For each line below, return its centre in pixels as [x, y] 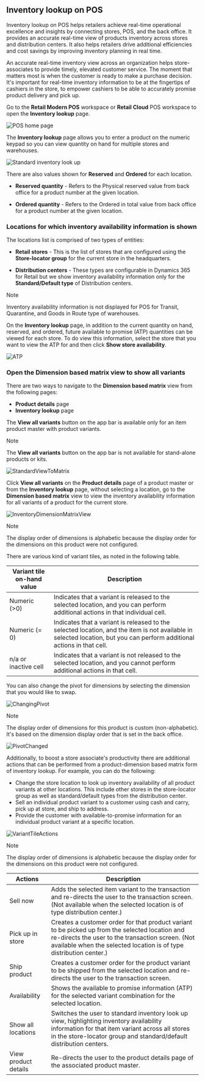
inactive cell [27, 667]
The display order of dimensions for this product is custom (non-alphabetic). [103, 728]
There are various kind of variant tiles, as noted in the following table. [93, 556]
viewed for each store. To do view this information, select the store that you [101, 339]
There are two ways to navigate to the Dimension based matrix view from [99, 386]
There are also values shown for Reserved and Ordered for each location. [99, 174]
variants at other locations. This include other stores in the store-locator [106, 790]
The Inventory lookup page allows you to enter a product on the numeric [98, 137]
